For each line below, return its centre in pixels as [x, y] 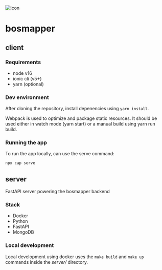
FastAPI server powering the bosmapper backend [57, 192]
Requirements [23, 62]
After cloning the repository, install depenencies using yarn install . [77, 109]
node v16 [22, 73]
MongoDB [23, 232]
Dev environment [27, 97]
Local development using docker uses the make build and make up [75, 257]
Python [20, 221]
